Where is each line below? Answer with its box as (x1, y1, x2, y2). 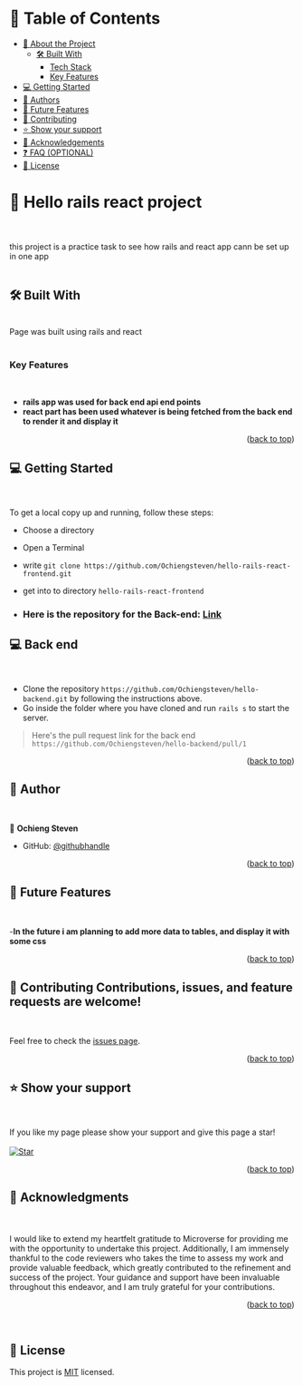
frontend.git (22, 569, 72, 579)
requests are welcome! (9, 993, 142, 1010)
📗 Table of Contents (9, 8, 161, 29)
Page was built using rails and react (9, 326, 143, 337)
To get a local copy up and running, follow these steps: (9, 507, 214, 518)
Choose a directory (22, 524, 95, 535)
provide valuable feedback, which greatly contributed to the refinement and (9, 1262, 291, 1273)
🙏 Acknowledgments (9, 1190, 129, 1205)
